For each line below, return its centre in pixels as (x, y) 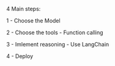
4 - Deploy (20, 56)
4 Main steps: (24, 9)
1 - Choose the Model (33, 20)
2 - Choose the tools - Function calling (55, 32)
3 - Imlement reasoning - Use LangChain (58, 44)
